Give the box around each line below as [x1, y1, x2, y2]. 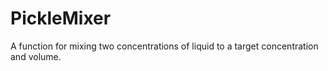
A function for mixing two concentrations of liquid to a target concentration [10, 40, 319, 52]
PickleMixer [10, 7, 112, 30]
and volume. [10, 50, 62, 62]
